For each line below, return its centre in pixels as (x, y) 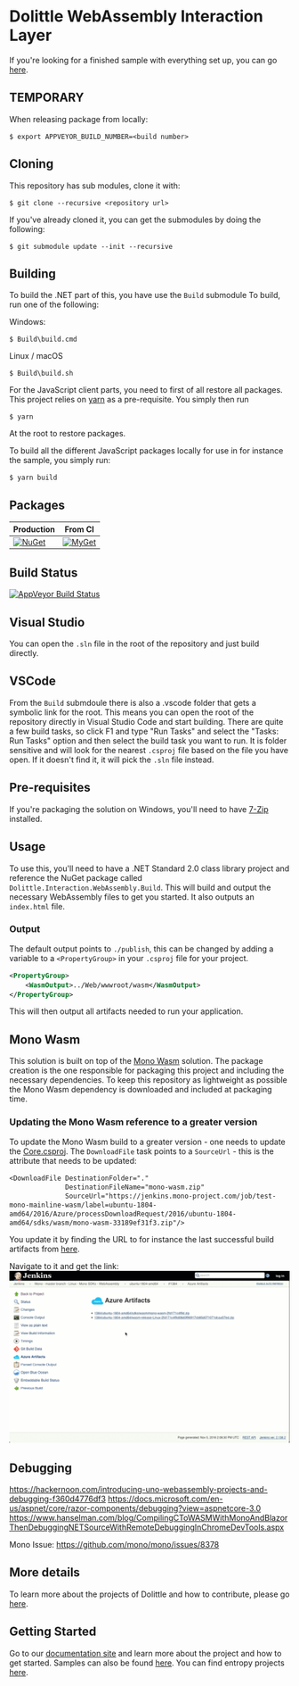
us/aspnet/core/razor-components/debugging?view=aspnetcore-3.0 (135, 1508)
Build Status (44, 573)
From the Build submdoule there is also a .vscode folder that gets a (133, 702)
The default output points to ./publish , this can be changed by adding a (141, 949)
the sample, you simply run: (60, 461)
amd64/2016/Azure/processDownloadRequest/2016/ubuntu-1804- (123, 1214)
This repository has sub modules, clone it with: (95, 186)
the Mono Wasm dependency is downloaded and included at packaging (141, 1090)
